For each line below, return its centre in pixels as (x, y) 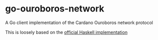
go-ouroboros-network (55, 9)
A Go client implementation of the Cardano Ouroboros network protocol (79, 22)
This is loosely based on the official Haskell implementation (66, 32)
